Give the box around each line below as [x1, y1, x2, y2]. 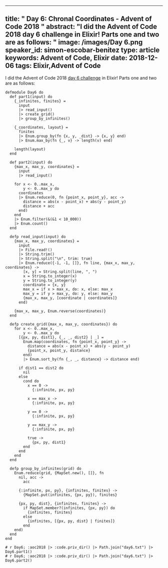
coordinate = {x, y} [23, 282, 66, 287]
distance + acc [23, 203, 55, 208]
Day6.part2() [5, 558, 32, 563]
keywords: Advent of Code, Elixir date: [5, 53, 127, 62]
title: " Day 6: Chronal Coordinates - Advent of [5, 14, 152, 23]
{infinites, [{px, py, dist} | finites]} [27, 518, 115, 523]
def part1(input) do [9, 94, 52, 99]
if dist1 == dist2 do [18, 365, 64, 370]
